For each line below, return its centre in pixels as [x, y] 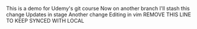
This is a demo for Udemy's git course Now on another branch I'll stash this [98, 8]
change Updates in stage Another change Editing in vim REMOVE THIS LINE [98, 14]
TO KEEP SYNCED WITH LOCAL [45, 21]
